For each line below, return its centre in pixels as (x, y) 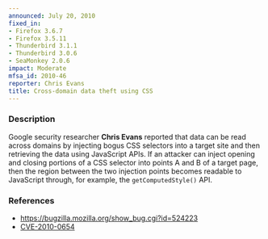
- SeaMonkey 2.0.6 (39, 61)
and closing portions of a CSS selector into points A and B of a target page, (133, 162)
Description (32, 119)
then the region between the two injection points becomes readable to (125, 171)
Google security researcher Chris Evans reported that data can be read (127, 136)
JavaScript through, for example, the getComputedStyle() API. (110, 179)
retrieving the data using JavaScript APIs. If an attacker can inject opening (132, 153)
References (31, 200)
